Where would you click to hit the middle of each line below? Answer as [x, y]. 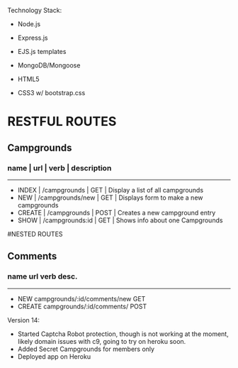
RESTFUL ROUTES [62, 122]
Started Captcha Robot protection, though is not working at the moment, [123, 334]
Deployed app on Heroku [54, 356]
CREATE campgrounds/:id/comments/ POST [82, 306]
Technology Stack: [35, 10]
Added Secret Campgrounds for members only [86, 349]
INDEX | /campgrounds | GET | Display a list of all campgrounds [110, 190]
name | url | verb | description [59, 168]
